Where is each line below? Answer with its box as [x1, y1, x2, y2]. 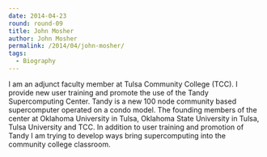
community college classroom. [8, 139, 111, 149]
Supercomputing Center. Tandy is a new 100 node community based [8, 96, 237, 106]
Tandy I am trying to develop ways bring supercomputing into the [8, 130, 227, 140]
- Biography [15, 57, 57, 66]
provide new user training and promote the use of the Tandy [8, 87, 209, 97]
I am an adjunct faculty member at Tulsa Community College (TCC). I [8, 78, 238, 89]
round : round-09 [8, 19, 63, 28]
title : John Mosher [8, 27, 74, 35]
